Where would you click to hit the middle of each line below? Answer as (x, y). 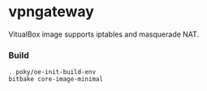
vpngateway (52, 12)
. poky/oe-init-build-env (52, 72)
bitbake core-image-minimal (56, 80)
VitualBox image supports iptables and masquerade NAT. (104, 34)
